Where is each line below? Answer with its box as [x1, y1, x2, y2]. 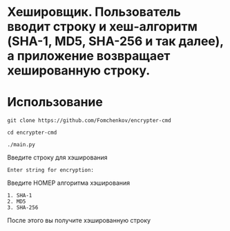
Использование [7, 94, 104, 110]
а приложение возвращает [7, 48, 171, 64]
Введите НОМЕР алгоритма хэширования [7, 179, 131, 187]
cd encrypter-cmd [7, 129, 57, 137]
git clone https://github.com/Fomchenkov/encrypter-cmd [7, 117, 171, 124]
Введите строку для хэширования [7, 153, 108, 162]
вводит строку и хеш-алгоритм [7, 19, 198, 34]
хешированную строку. [7, 63, 151, 79]
